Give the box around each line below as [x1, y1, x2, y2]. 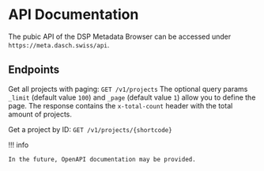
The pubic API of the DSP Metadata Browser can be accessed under [8, 32, 232, 41]
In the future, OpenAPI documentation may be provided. [8, 155, 196, 163]
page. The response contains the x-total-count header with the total [8, 101, 233, 110]
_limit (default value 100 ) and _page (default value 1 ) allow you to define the [8, 93, 256, 102]
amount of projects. [8, 109, 73, 119]
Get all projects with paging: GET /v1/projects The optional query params [8, 84, 248, 93]
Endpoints [8, 63, 60, 77]
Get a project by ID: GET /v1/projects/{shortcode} [8, 124, 172, 134]
